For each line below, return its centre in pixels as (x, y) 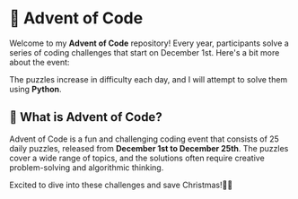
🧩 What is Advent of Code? (86, 117)
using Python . (35, 89)
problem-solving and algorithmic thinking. (87, 167)
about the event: (39, 62)
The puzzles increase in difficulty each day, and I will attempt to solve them (149, 79)
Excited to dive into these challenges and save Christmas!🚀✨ (121, 185)
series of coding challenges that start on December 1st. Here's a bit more (145, 52)
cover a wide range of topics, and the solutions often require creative (137, 158)
